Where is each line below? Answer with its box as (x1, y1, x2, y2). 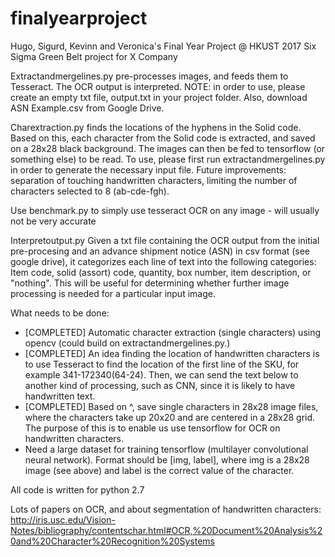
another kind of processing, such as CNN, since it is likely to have (24, 379, 296, 391)
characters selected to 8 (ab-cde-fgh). (10, 185, 170, 197)
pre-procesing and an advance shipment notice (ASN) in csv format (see (10, 245, 311, 257)
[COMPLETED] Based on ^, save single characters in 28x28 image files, (24, 400, 319, 412)
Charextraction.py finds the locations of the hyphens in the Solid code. (10, 121, 302, 133)
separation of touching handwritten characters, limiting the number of (10, 174, 298, 186)
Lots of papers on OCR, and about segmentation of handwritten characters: (10, 503, 322, 515)
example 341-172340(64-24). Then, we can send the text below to (24, 368, 299, 381)
